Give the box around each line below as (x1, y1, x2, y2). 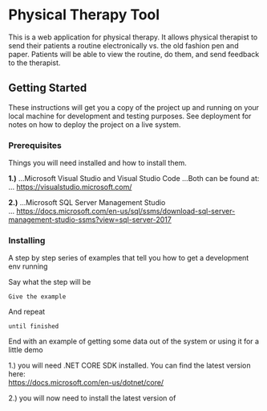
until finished (8, 323, 59, 331)
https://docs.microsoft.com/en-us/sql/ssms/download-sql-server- (16, 207, 236, 216)
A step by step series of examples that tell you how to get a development (8, 253, 249, 263)
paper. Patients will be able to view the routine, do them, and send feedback (8, 49, 260, 59)
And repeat (8, 307, 46, 317)
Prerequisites (8, 139, 62, 150)
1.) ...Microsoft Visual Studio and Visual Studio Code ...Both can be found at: (8, 174, 260, 183)
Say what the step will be (8, 277, 91, 287)
